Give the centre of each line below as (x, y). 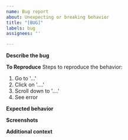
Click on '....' (29, 85)
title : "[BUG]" (25, 22)
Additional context (29, 132)
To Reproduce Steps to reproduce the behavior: (64, 67)
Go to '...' (25, 79)
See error (26, 97)
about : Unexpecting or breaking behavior (58, 17)
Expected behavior (30, 109)
